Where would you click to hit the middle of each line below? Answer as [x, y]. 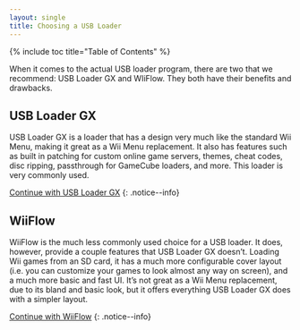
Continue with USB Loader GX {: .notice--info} [95, 192]
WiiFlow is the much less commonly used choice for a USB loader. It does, [146, 242]
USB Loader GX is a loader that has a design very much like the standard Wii [150, 137]
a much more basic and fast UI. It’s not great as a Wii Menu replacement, [143, 280]
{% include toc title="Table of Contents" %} [90, 51]
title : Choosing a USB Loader [66, 26]
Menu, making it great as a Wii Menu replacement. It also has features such [148, 147]
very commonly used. [49, 175]
